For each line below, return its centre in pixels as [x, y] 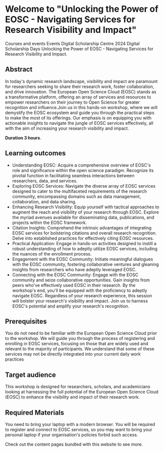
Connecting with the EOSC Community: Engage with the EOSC [75, 275]
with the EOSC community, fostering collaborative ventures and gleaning [85, 264]
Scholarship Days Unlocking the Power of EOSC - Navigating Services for [79, 49]
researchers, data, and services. [45, 181]
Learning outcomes [35, 153]
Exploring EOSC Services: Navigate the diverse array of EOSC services [84, 186]
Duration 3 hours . [23, 138]
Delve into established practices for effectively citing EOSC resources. [83, 238]
